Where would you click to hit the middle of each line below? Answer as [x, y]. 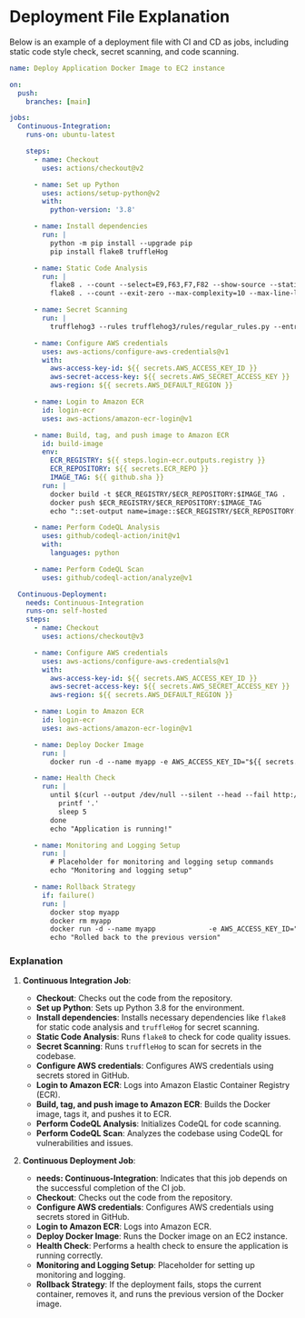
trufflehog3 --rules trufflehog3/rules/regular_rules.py [160, 326]
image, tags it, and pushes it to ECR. [104, 1114]
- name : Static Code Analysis [90, 268]
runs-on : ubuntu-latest [71, 135]
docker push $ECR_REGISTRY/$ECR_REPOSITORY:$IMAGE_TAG [155, 503]
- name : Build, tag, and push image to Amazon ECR [131, 435]
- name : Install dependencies [90, 226]
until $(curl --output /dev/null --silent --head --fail [160, 795]
